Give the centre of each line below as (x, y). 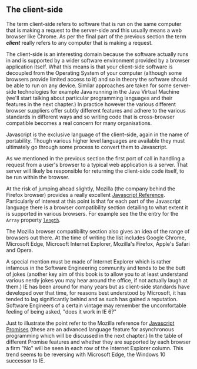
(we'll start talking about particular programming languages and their (89, 98)
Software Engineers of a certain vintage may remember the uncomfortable (96, 305)
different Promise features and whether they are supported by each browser (98, 342)
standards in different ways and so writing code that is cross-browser (91, 117)
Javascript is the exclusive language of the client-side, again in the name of (98, 134)
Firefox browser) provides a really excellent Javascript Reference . (86, 195)
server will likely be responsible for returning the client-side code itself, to (95, 171)
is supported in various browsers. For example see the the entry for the (92, 213)
